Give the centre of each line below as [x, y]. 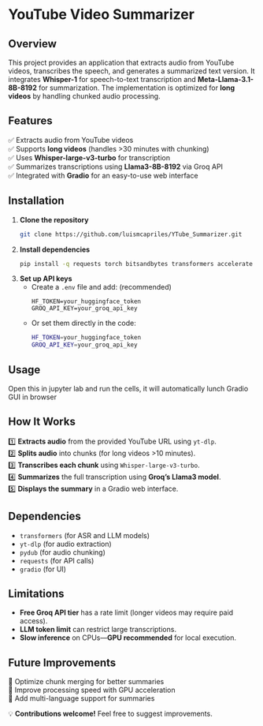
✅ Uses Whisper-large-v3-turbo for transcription [89, 157]
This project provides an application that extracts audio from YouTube [121, 62]
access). [33, 621]
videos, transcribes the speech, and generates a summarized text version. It [131, 71]
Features [30, 121]
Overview [33, 44]
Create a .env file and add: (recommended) [101, 287]
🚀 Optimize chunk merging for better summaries [86, 682]
